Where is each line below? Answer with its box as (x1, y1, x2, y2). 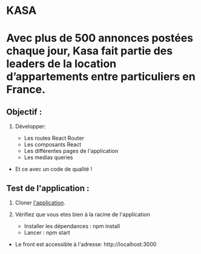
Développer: (15, 123, 46, 130)
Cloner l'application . (15, 199, 65, 206)
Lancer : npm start (24, 229, 70, 236)
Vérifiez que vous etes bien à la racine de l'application (15, 211, 150, 218)
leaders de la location (6, 57, 117, 71)
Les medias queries (24, 154, 73, 161)
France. (6, 83, 46, 97)
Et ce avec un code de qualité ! (15, 166, 93, 173)
